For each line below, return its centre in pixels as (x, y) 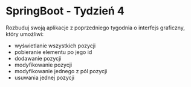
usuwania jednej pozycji (44, 77)
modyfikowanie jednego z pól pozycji (61, 71)
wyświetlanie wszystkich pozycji (55, 46)
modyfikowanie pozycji (43, 65)
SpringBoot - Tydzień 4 (65, 11)
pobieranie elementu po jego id (53, 52)
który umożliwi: (24, 34)
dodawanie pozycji (38, 58)
